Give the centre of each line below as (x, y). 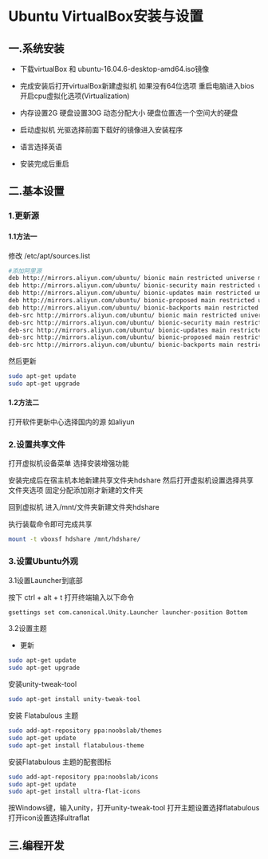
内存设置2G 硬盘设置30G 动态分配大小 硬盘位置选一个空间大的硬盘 (129, 113)
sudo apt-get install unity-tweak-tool (75, 699)
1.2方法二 (24, 403)
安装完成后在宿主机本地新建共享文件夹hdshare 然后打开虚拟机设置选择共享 (131, 480)
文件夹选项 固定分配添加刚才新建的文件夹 (76, 491)
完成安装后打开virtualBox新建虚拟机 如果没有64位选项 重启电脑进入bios (137, 86)
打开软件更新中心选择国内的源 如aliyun (71, 422)
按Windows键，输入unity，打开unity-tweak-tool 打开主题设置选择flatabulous (134, 808)
